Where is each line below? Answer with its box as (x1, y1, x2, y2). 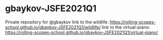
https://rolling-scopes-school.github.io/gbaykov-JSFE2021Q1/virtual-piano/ (5, 29, 159, 35)
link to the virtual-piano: (101, 24, 150, 30)
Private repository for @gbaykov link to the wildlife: (5, 19, 109, 25)
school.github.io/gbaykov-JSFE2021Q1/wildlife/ (5, 24, 101, 30)
